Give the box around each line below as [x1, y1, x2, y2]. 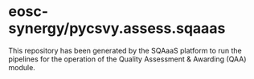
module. [8, 62, 36, 72]
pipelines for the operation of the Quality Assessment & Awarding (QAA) [8, 54, 247, 64]
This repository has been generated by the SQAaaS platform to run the [8, 45, 243, 55]
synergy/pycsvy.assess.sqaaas [8, 19, 226, 38]
